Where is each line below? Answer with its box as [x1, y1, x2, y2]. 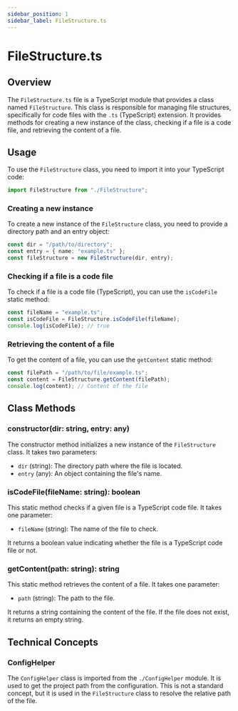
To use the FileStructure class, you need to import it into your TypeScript [7, 165, 224, 174]
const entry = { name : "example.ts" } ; [7, 248, 126, 255]
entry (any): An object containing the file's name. [17, 469, 162, 477]
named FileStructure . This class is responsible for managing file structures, [7, 103, 232, 111]
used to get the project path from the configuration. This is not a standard [7, 681, 224, 690]
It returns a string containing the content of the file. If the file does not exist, [7, 608, 230, 617]
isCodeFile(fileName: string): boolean [7, 487, 141, 497]
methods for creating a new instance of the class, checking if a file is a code [7, 118, 232, 126]
